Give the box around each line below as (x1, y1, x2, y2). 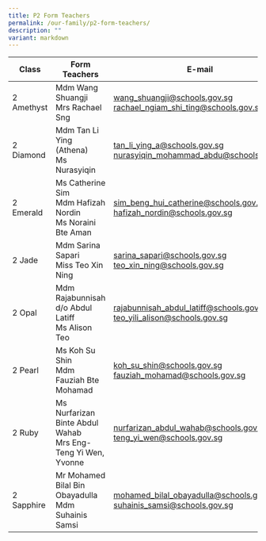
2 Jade (12, 255, 38, 266)
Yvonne (55, 457, 85, 468)
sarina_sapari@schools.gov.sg (113, 250, 227, 261)
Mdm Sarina (55, 240, 101, 251)
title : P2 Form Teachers (8, 11, 90, 20)
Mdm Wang (55, 82, 99, 94)
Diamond (12, 150, 46, 161)
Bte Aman (55, 227, 93, 238)
